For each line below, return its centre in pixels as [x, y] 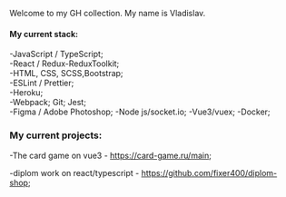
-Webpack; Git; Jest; [48, 103]
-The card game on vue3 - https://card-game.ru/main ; [110, 155]
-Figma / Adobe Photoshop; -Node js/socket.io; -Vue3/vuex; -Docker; [140, 112]
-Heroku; [26, 93]
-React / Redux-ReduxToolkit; [64, 64]
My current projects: [56, 135]
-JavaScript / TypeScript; [56, 54]
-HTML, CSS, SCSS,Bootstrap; [67, 74]
